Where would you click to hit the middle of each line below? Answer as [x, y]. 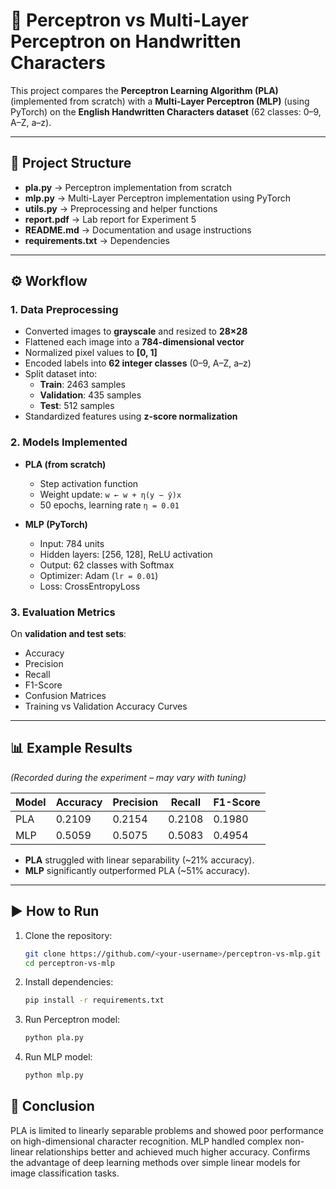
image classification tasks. [65, 1173]
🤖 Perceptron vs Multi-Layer [129, 20]
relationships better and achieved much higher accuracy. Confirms [173, 1151]
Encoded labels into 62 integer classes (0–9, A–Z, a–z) [138, 363]
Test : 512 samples [77, 406]
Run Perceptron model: [72, 1020]
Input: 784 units [72, 543]
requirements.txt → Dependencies [97, 240]
